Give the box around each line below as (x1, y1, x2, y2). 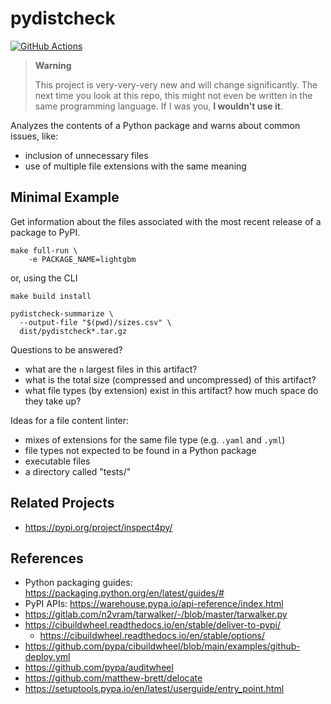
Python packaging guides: (24, 577, 133, 589)
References (10, 550, 84, 567)
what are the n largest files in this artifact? (24, 363, 198, 375)
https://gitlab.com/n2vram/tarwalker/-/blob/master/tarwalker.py (24, 608, 288, 621)
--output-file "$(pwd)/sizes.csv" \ (19, 317, 172, 327)
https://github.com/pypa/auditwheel (24, 662, 174, 674)
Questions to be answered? (10, 343, 123, 356)
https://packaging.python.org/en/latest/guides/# (24, 587, 225, 599)
